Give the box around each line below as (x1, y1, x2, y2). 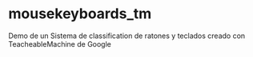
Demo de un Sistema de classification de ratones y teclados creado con (8, 31, 246, 40)
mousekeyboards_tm (8, 5, 152, 23)
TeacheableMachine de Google (8, 39, 112, 48)
